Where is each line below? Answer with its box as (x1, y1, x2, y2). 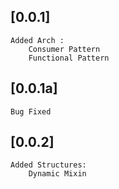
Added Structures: (10, 160, 87, 170)
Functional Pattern (28, 53, 110, 63)
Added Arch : (10, 35, 65, 45)
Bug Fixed (10, 106, 52, 117)
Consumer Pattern (28, 44, 101, 54)
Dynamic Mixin (28, 169, 87, 179)
